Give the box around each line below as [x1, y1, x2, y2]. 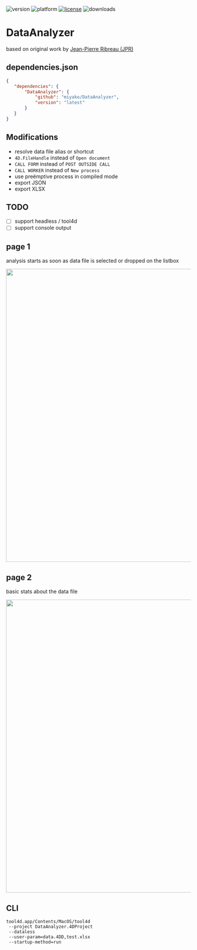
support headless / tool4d [14, 217, 77, 225]
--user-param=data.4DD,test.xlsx [8, 934, 91, 940]
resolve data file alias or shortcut [14, 148, 94, 155]
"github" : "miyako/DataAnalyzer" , [35, 94, 119, 100]
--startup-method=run [8, 939, 62, 945]
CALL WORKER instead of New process [14, 166, 100, 173]
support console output [14, 224, 72, 231]
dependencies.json [6, 62, 79, 73]
